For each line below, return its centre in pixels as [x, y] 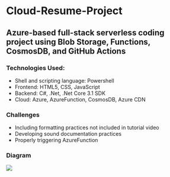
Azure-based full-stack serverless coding [85, 33]
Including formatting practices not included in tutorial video [87, 127]
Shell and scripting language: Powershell [64, 80]
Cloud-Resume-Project [64, 11]
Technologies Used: [36, 68]
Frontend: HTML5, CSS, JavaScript [57, 87]
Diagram [19, 156]
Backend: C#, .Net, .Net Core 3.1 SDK [60, 93]
